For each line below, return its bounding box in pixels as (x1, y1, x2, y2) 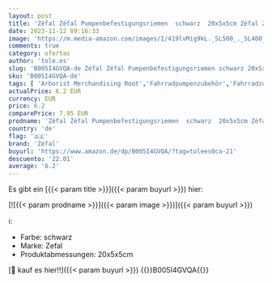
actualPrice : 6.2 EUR (8, 87, 82, 95)
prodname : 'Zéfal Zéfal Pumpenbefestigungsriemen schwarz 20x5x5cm (8, 117, 249, 125)
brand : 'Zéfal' (8, 139, 60, 148)
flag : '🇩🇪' (8, 132, 49, 140)
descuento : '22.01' (8, 154, 74, 163)
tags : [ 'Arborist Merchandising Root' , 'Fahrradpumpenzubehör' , (8, 79, 230, 87)
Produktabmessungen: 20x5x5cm (19, 250, 134, 260)
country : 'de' (8, 125, 57, 133)
